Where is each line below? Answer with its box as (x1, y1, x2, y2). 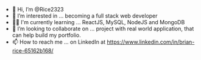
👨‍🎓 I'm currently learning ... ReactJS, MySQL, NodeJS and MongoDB (12, 19, 185, 25)
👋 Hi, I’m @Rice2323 (12, 6, 64, 13)
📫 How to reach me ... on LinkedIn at (12, 38, 106, 45)
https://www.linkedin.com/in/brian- (106, 38, 195, 45)
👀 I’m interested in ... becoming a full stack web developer (12, 12, 158, 19)
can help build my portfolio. (12, 32, 81, 39)
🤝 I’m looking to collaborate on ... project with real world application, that (12, 25, 194, 32)
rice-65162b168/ (12, 47, 54, 54)
